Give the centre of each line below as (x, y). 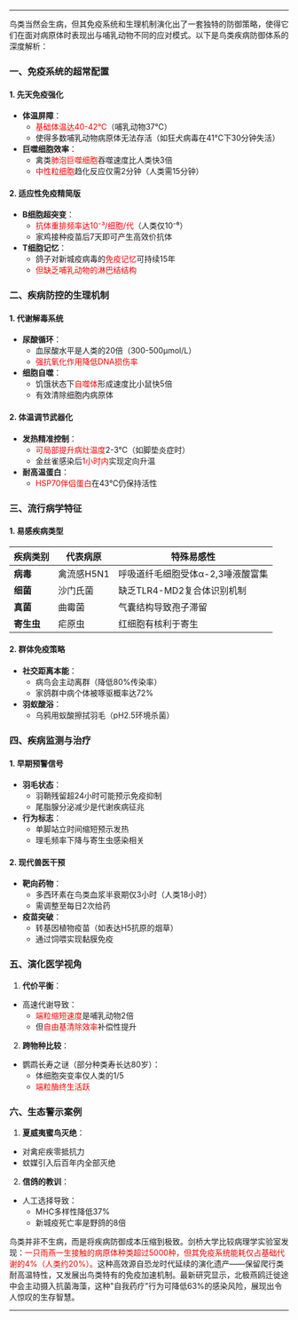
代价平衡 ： (42, 985)
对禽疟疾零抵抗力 (53, 1151)
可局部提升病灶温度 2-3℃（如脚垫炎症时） (113, 449)
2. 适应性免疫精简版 (45, 193)
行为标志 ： (42, 818)
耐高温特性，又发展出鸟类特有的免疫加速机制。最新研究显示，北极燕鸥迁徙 (145, 1275)
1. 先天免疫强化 (36, 94)
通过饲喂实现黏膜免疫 (74, 939)
